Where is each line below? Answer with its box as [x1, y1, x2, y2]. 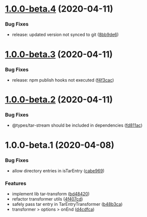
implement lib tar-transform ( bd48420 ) [12, 191, 90, 197]
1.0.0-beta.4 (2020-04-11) [5, 3, 114, 15]
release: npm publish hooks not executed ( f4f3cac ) [12, 77, 115, 83]
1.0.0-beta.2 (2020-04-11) [5, 94, 113, 105]
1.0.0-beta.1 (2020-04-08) [5, 139, 115, 150]
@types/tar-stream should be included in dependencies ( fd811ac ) [12, 122, 143, 128]
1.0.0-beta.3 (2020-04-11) [5, 49, 113, 60]
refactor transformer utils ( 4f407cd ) [12, 196, 83, 202]
